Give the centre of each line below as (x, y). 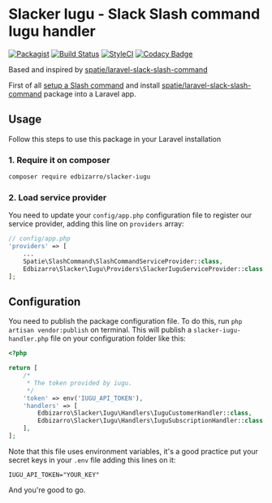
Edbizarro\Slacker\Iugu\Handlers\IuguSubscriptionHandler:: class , (152, 421)
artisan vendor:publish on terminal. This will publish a (100, 330)
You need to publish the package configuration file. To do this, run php (125, 321)
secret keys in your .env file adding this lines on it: (92, 460)
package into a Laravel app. (90, 93)
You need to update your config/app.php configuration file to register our (130, 215)
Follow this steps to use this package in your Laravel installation (115, 139)
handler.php (28, 339)
